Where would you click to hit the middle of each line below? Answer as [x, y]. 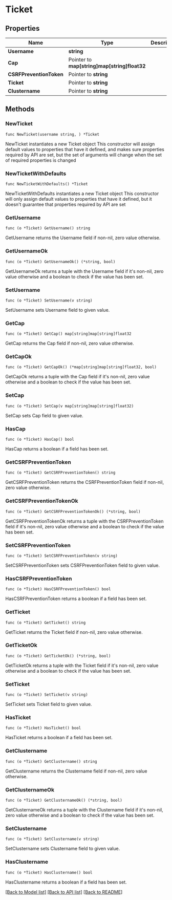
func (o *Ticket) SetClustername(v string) [52, 839]
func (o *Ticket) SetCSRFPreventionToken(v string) [61, 556]
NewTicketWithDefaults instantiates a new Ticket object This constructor [82, 194]
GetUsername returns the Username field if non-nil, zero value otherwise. [83, 238]
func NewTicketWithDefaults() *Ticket [47, 184]
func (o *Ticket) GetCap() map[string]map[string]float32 [68, 334]
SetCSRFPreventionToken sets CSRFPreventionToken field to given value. [83, 565]
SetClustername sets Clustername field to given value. [63, 849]
